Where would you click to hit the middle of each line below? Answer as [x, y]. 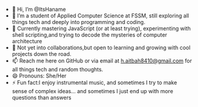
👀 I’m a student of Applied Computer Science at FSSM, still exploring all [101, 16]
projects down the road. [42, 54]
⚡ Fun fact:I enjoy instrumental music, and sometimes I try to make [94, 82]
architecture [27, 41]
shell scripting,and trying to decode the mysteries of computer [89, 35]
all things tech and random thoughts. [57, 69]
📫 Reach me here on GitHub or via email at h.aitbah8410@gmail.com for [102, 61]
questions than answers [42, 97]
